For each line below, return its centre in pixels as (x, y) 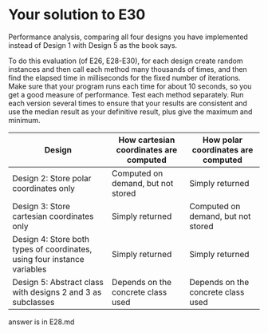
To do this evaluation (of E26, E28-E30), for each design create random (126, 61)
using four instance (49, 259)
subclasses (33, 302)
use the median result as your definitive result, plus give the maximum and (130, 111)
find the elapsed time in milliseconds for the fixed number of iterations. (124, 77)
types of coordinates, (52, 249)
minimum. (25, 120)
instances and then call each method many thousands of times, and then (128, 69)
